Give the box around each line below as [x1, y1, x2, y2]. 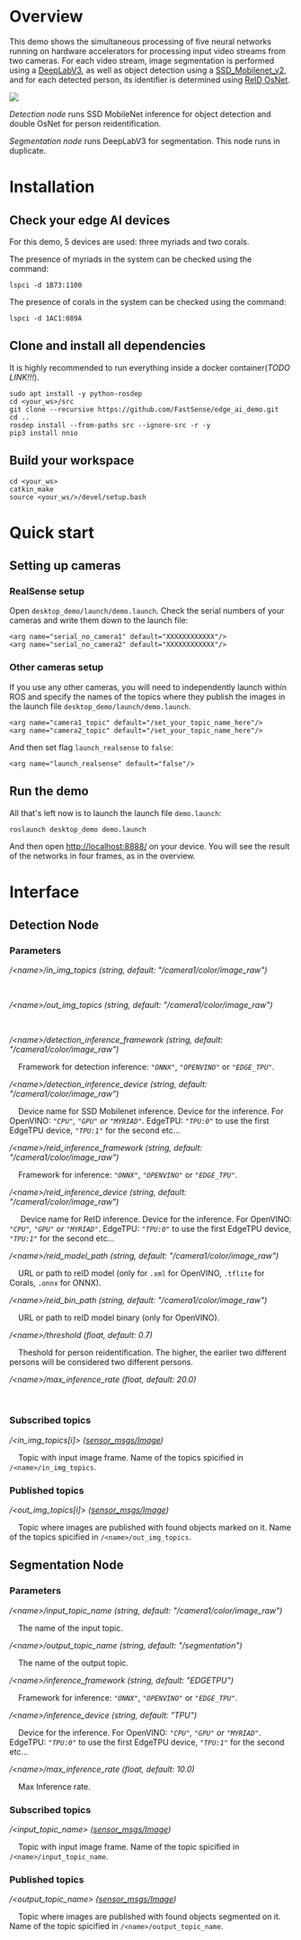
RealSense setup [9, 585, 85, 597]
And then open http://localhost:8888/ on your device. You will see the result [9, 840, 290, 851]
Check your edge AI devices [9, 212, 171, 228]
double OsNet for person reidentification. [9, 118, 162, 129]
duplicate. [9, 145, 47, 156]
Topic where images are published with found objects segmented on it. [17, 1911, 281, 1922]
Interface [9, 882, 79, 902]
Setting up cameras [9, 558, 121, 573]
